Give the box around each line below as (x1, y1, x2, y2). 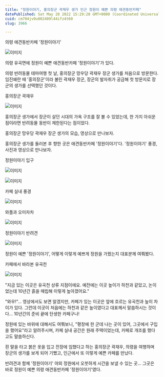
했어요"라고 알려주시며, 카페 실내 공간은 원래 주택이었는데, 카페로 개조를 (10, 328, 146, 333)
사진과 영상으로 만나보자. (5, 147, 52, 153)
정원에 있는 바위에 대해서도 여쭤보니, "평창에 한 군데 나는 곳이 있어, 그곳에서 (5, 321, 149, 327)
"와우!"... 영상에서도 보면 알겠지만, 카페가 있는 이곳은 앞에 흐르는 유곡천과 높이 (5, 299, 153, 305)
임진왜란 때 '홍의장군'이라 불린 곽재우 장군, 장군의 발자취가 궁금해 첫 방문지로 (5, 76, 151, 82)
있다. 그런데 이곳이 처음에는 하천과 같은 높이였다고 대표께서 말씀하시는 (14, 305, 147, 311)
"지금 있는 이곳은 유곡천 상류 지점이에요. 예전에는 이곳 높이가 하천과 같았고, (5, 282, 148, 288)
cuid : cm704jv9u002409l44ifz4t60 (5, 16, 73, 21)
